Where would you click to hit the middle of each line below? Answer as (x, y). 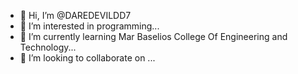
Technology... (48, 47)
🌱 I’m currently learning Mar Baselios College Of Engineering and (153, 36)
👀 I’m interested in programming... (89, 26)
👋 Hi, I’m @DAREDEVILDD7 (75, 15)
